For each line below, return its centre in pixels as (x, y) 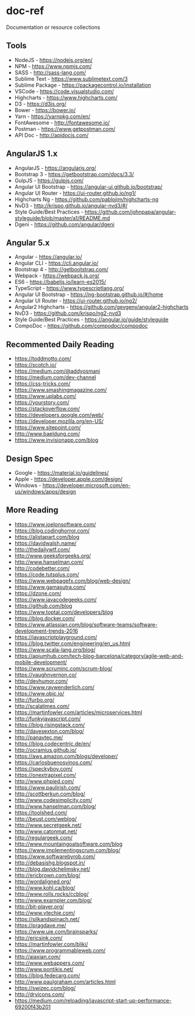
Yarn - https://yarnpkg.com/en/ (52, 116)
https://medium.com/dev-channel (55, 377)
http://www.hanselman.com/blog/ (55, 806)
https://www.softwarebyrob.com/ (55, 856)
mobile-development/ (41, 662)
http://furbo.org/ (34, 699)
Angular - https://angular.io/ (48, 257)
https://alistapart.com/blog (47, 537)
